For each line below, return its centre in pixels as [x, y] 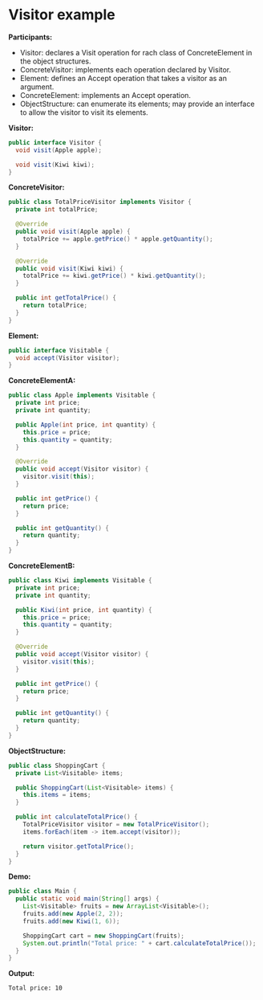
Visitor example [62, 15]
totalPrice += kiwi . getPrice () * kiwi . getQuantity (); [114, 276]
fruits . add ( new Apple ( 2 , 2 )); [73, 914]
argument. [37, 87]
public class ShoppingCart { [57, 765]
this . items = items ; [57, 795]
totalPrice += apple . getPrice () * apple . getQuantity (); [118, 239]
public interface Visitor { [55, 142]
